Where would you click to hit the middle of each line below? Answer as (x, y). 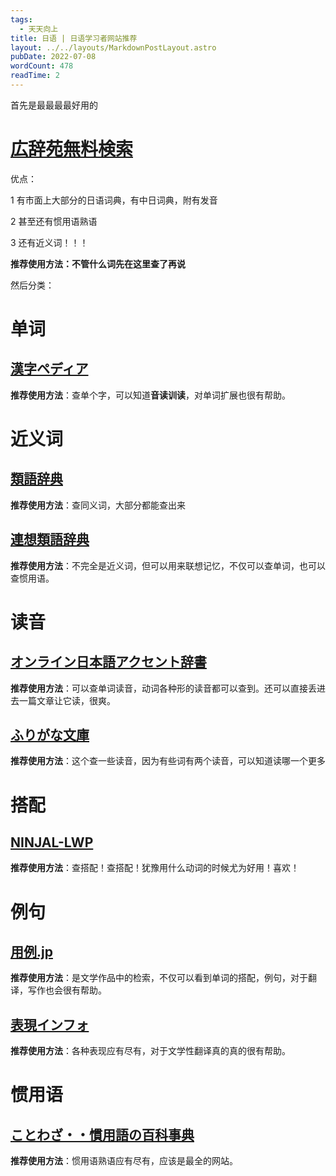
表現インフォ (50, 1024)
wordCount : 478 (42, 66)
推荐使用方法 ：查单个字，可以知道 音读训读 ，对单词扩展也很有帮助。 (150, 395)
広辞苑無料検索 (72, 149)
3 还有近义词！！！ (49, 242)
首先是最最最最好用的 (54, 105)
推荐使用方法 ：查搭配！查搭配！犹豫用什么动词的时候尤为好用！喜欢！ (155, 868)
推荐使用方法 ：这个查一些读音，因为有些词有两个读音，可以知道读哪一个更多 (168, 761)
